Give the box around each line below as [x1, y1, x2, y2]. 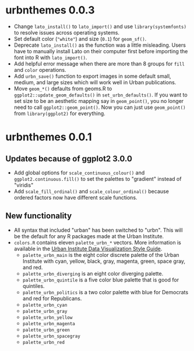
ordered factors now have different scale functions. [13, 194, 137, 201]
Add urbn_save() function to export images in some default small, [13, 73, 171, 80]
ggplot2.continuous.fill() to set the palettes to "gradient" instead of [13, 175, 182, 182]
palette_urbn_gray [22, 308, 68, 314]
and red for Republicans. [22, 295, 82, 302]
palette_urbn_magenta [22, 321, 75, 326]
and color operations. [13, 66, 66, 73]
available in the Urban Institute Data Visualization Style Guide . [13, 245, 163, 252]
